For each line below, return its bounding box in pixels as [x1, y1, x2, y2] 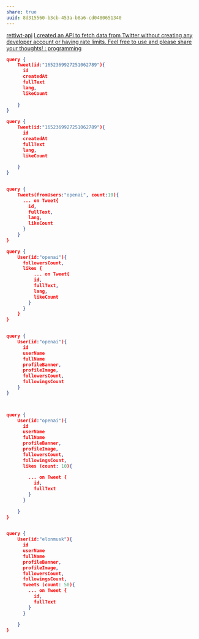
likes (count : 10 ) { [22, 463, 72, 469]
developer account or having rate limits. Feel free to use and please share [6, 38, 192, 45]
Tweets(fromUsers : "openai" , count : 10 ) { [17, 192, 119, 198]
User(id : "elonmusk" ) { [17, 536, 72, 542]
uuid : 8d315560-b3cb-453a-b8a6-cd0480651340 [6, 15, 122, 21]
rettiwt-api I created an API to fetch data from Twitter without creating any [6, 31, 193, 39]
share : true [6, 9, 37, 15]
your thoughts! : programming [6, 44, 82, 52]
